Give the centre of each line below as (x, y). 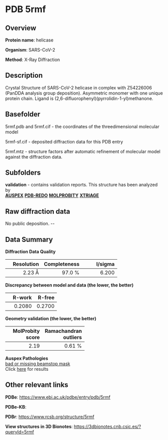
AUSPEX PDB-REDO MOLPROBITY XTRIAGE (52, 195)
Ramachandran (63, 331)
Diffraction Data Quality (30, 252)
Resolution (26, 264)
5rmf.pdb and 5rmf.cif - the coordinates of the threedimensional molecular (82, 126)
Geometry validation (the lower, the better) (51, 319)
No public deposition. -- (30, 224)
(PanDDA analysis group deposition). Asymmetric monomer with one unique (84, 93)
